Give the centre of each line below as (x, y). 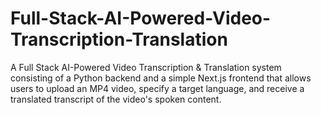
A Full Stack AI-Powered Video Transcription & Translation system (146, 67)
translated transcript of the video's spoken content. (116, 99)
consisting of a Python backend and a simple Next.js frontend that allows (161, 78)
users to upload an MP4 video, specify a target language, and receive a (157, 88)
